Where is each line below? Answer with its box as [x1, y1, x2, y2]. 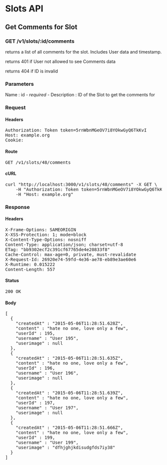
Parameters [5, 80, 34, 87]
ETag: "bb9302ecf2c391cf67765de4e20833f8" [5, 247, 110, 252]
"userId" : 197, [15, 400, 56, 406]
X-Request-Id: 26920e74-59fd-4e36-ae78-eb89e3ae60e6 [5, 257, 137, 262]
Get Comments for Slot [5, 23, 78, 31]
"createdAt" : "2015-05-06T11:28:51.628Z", [15, 321, 123, 327]
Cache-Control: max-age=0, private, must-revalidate [5, 252, 137, 257]
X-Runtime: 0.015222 [5, 262, 56, 267]
